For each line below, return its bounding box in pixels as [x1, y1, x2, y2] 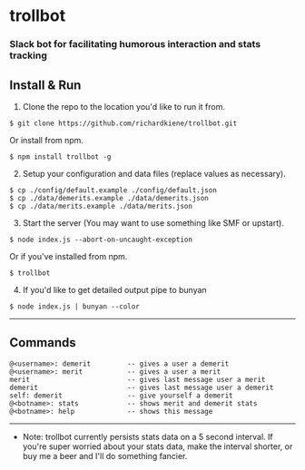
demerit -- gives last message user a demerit [9, 383, 274, 392]
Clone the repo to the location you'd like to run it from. [22, 101, 225, 112]
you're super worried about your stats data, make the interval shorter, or [22, 441, 293, 452]
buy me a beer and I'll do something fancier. [22, 450, 188, 461]
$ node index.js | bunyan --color [9, 301, 141, 311]
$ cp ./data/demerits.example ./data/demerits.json [9, 193, 209, 202]
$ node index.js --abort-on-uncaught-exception [9, 235, 193, 244]
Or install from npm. [9, 134, 84, 145]
